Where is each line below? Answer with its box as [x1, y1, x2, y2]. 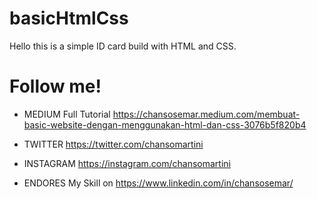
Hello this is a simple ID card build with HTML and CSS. [9, 40, 237, 52]
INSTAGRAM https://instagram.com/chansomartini [23, 157, 231, 169]
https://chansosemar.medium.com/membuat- [112, 108, 301, 120]
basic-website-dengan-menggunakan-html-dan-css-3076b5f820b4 [23, 118, 307, 131]
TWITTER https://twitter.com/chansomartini [23, 138, 204, 150]
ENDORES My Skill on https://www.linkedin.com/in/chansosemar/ [23, 177, 294, 189]
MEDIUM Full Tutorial [23, 108, 111, 120]
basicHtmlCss [9, 7, 129, 30]
